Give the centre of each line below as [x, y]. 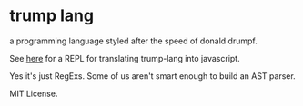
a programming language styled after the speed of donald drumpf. [133, 41]
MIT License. [34, 93]
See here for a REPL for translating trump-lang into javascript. [125, 58]
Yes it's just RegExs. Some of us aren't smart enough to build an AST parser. [152, 76]
